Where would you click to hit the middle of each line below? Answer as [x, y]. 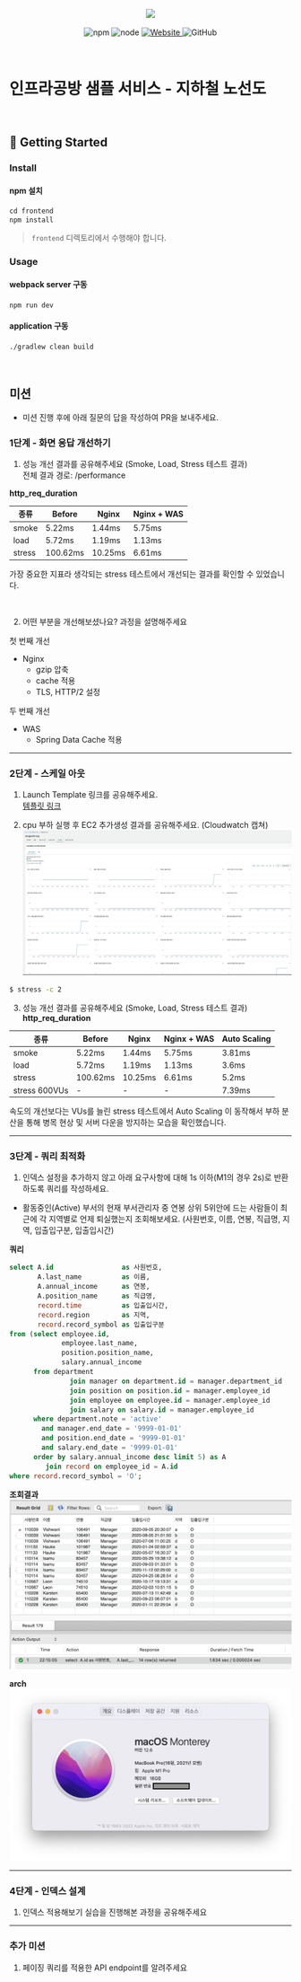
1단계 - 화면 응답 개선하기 [60, 443]
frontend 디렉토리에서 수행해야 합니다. [99, 238]
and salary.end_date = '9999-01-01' [110, 1448]
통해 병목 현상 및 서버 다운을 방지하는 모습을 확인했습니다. [126, 1123]
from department [63, 1372]
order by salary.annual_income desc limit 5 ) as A [129, 1457]
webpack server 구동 [48, 284]
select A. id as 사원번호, [86, 1268]
